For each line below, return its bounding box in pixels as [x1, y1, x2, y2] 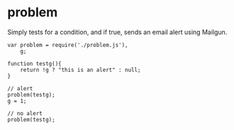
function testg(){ [7, 60, 62, 67]
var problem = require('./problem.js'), [7, 41, 129, 48]
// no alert [7, 109, 43, 117]
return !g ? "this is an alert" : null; [20, 66, 141, 73]
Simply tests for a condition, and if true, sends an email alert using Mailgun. [7, 28, 228, 36]
